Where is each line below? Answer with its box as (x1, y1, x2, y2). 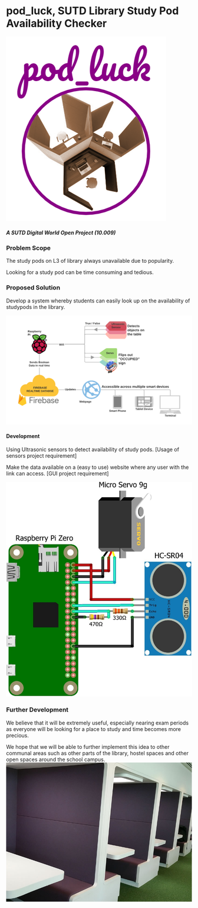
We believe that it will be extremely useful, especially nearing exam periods (6, 719, 189, 726)
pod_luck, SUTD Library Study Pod (6, 4, 179, 18)
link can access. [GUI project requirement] (6, 469, 109, 477)
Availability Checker (6, 17, 107, 30)
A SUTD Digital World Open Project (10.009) (6, 229, 116, 236)
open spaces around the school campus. (6, 756, 105, 763)
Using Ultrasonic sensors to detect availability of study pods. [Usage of (6, 446, 180, 453)
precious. (6, 732, 29, 739)
